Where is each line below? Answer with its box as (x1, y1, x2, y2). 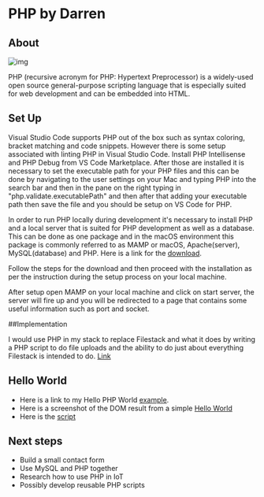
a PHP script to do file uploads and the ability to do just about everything (8, 343, 244, 352)
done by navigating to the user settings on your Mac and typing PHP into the (8, 174, 257, 184)
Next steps (8, 435, 63, 448)
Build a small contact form (19, 455, 105, 465)
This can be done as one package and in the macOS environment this (8, 232, 234, 241)
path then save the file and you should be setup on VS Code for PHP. (8, 199, 232, 209)
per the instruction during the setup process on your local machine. (8, 272, 227, 281)
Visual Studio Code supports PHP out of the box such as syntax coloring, (8, 132, 246, 142)
